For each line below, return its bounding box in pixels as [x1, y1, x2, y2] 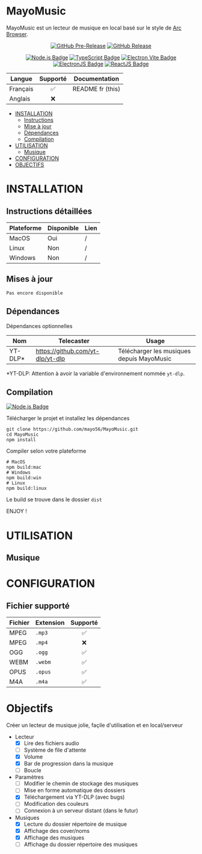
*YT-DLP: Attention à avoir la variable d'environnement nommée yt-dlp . [6, 370, 185, 377]
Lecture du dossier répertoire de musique [23, 820, 127, 828]
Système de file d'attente [23, 746, 87, 753]
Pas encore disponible [6, 290, 63, 296]
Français [9, 84, 34, 93]
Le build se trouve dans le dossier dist [6, 496, 102, 503]
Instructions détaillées [6, 206, 93, 216]
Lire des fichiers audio [23, 739, 79, 747]
